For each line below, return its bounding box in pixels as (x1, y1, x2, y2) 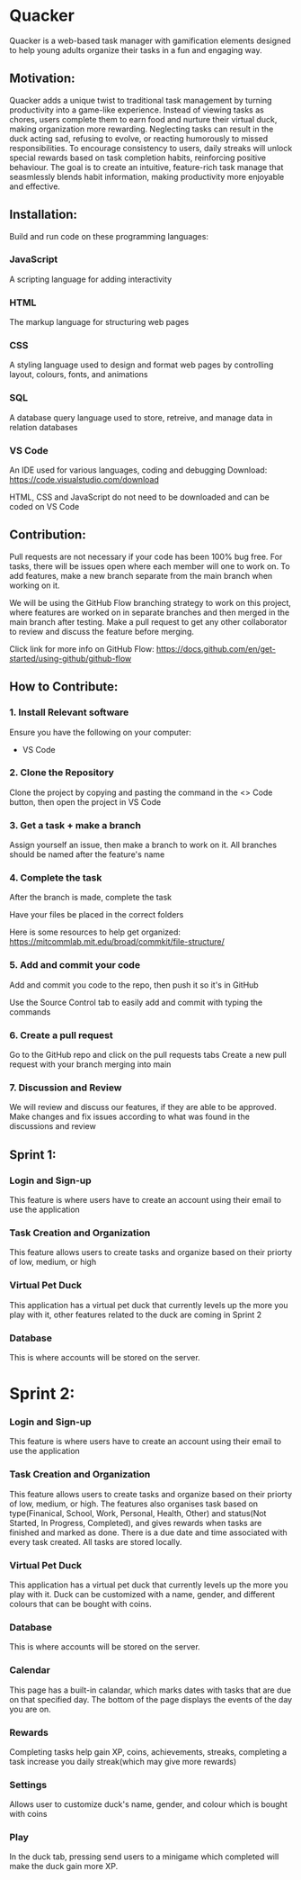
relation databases (9, 421, 78, 432)
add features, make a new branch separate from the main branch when (9, 570, 273, 581)
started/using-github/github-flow (9, 653, 132, 664)
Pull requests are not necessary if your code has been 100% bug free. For (9, 551, 283, 562)
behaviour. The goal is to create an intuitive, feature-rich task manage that (9, 161, 284, 172)
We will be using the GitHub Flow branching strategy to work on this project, (9, 597, 292, 608)
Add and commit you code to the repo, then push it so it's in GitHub (9, 979, 259, 990)
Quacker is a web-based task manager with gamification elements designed (9, 35, 292, 46)
